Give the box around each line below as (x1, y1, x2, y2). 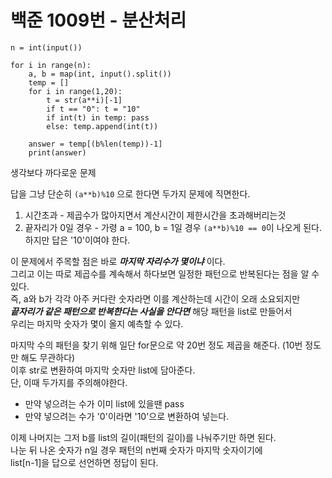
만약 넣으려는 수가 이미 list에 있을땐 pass (24, 397, 185, 410)
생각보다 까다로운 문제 (10, 166, 97, 178)
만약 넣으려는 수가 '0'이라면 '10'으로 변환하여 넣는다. (24, 410, 230, 422)
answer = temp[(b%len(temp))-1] (28, 139, 163, 149)
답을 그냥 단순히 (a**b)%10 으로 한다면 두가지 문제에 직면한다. (10, 187, 251, 200)
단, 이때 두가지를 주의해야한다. (10, 376, 128, 388)
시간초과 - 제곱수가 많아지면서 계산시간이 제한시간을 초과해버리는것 (24, 209, 287, 221)
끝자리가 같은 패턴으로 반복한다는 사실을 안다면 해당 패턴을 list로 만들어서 (10, 305, 293, 317)
